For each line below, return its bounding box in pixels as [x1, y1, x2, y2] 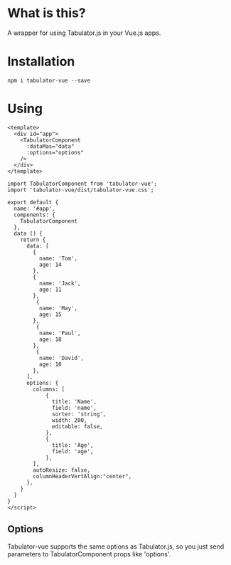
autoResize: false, [33, 466, 91, 474]
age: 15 [38, 311, 62, 318]
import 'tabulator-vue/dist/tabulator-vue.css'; [7, 186, 154, 194]
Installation [7, 53, 75, 70]
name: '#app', [14, 205, 55, 212]
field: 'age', [52, 448, 94, 455]
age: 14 [38, 261, 62, 268]
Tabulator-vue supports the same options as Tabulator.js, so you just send [7, 542, 225, 551]
